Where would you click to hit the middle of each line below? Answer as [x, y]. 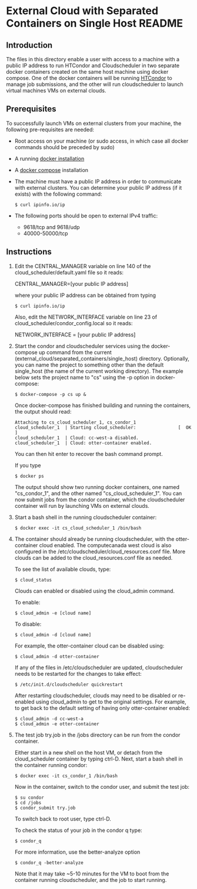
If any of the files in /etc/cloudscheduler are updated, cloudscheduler [99, 667]
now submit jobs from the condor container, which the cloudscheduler [100, 500]
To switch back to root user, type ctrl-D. [63, 819]
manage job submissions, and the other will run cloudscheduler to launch [95, 84]
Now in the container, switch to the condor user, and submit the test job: [102, 786]
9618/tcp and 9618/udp [52, 227]
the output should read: [43, 411]
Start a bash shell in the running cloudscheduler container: [86, 517]
